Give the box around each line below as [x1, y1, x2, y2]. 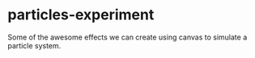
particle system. [7, 40, 62, 50]
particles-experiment [7, 6, 155, 24]
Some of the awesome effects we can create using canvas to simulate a [7, 32, 248, 42]
